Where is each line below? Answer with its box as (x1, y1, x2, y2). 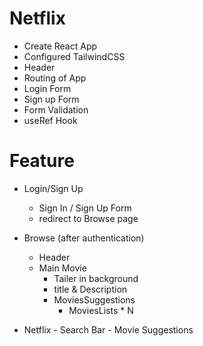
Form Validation (23, 103, 89, 116)
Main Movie (38, 262, 87, 274)
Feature (9, 150, 75, 172)
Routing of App (23, 72, 87, 84)
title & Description (53, 283, 128, 295)
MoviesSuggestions (53, 293, 136, 306)
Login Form (23, 82, 72, 94)
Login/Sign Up (23, 182, 84, 194)
